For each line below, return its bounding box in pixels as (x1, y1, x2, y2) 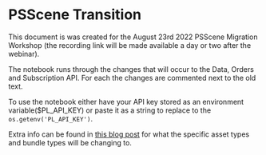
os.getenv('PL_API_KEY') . (8, 113, 93, 123)
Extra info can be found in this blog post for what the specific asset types (8, 129, 250, 139)
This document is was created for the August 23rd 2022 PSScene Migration (8, 32, 258, 42)
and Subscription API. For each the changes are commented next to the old (8, 73, 256, 82)
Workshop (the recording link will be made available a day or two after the (8, 40, 252, 50)
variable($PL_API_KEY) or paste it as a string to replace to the (8, 105, 212, 115)
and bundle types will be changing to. (8, 137, 132, 147)
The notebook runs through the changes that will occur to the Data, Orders (8, 64, 254, 74)
